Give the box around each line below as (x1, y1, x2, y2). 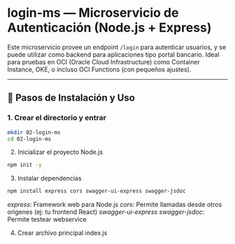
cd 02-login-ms (7, 135, 52, 143)
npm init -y (7, 162, 42, 168)
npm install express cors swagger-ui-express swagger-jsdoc (7, 187, 187, 195)
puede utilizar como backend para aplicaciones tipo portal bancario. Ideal (7, 50, 220, 59)
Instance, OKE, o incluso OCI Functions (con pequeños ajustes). (7, 65, 192, 73)
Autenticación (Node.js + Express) (7, 20, 212, 36)
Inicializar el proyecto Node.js (17, 148, 104, 157)
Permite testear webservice (7, 215, 87, 224)
